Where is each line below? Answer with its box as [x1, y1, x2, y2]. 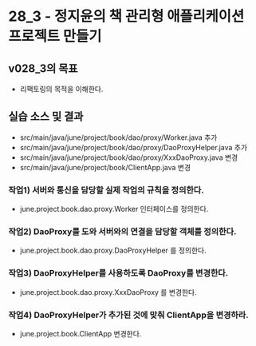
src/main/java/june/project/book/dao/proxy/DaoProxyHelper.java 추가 [19, 142, 248, 152]
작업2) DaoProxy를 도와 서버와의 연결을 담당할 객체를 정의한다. [8, 226, 237, 237]
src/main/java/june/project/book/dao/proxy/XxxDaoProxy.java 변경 [19, 153, 238, 162]
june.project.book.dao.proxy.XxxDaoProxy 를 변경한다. [19, 287, 197, 296]
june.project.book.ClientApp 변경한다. [19, 329, 142, 338]
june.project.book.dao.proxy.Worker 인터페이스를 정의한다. [19, 205, 209, 214]
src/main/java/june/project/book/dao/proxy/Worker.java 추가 [19, 133, 218, 142]
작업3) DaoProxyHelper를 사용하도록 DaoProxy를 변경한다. [8, 268, 229, 279]
